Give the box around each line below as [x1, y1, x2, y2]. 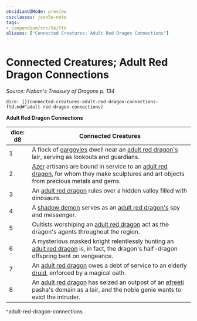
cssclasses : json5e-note [6, 14, 67, 20]
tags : [6, 19, 19, 25]
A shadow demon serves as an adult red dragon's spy [32, 204, 181, 212]
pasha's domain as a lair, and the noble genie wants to [32, 286, 182, 294]
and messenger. [32, 211, 77, 219]
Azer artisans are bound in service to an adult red [32, 163, 168, 171]
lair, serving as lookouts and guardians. [32, 153, 140, 161]
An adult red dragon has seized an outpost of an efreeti [32, 278, 184, 286]
